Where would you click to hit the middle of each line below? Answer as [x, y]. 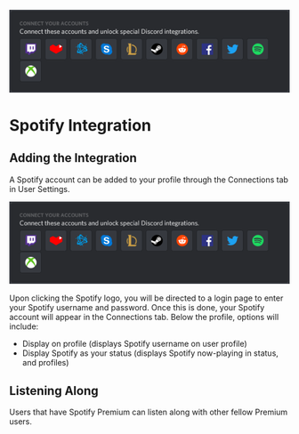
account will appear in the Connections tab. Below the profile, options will [144, 317]
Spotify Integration [80, 125]
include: [24, 326]
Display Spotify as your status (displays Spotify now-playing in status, [150, 353]
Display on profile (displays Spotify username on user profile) [134, 344]
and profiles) [45, 363]
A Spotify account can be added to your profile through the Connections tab [149, 180]
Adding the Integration [73, 158]
